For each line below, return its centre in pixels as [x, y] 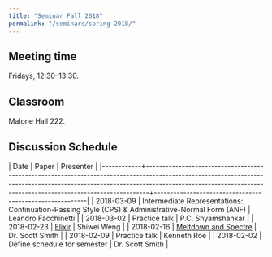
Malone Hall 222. [37, 121]
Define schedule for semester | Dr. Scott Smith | [89, 244]
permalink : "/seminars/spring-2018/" [72, 24]
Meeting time [43, 57]
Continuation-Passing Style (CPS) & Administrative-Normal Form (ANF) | [130, 209]
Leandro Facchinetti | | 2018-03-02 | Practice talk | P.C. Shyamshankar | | [131, 218]
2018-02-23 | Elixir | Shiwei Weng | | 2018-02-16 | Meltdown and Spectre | [133, 227]
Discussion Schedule [63, 147]
